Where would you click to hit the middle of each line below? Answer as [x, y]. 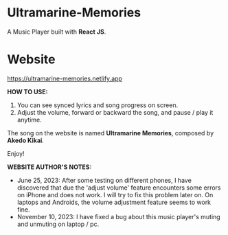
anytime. [30, 120]
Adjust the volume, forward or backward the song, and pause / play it [115, 112]
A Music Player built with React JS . [57, 32]
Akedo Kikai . [26, 140]
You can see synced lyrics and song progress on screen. [98, 105]
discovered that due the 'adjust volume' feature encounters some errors [119, 188]
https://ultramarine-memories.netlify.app [65, 78]
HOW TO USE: [27, 91]
